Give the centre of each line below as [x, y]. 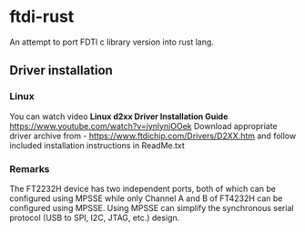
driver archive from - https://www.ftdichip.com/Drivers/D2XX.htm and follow [153, 136]
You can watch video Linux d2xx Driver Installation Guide [119, 116]
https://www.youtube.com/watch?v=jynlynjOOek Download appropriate [143, 126]
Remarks [30, 168]
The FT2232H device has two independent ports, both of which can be [142, 188]
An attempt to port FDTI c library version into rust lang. [112, 42]
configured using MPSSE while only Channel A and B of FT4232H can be [146, 198]
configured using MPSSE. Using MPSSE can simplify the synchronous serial [152, 207]
